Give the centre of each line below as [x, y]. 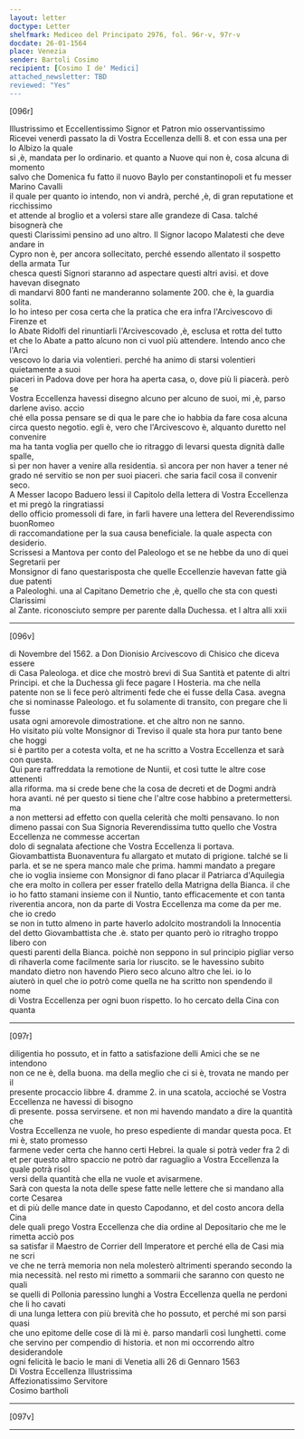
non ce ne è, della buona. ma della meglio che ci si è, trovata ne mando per [149, 1072]
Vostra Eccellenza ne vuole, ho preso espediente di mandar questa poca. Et [151, 1130]
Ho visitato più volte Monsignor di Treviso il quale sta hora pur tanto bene [146, 730]
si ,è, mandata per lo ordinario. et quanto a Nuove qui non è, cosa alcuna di [149, 157]
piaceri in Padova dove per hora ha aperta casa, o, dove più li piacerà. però [149, 379]
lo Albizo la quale [42, 148]
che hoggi [28, 740]
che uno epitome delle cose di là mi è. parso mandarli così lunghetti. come [148, 1332]
